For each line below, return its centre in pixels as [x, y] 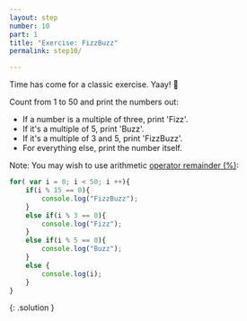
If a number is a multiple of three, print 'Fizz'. [105, 120]
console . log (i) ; [72, 274]
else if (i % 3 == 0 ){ [66, 215]
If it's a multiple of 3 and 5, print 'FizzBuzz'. [102, 138]
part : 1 [24, 34]
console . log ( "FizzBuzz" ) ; [90, 199]
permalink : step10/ [46, 51]
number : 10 [30, 26]
